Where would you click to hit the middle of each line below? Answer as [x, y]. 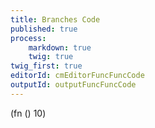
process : [28, 38]
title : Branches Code [55, 19]
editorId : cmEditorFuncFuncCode [77, 76]
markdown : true [60, 47]
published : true [44, 29]
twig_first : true [46, 66]
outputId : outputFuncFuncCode [73, 85]
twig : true [51, 57]
